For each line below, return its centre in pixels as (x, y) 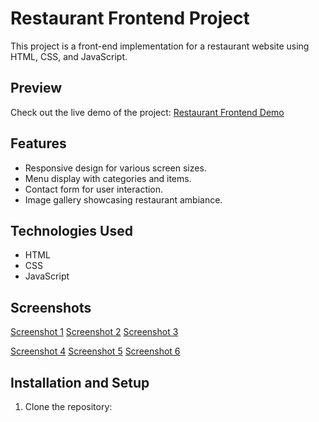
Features (38, 143)
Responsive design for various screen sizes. (115, 168)
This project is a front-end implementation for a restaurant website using (160, 46)
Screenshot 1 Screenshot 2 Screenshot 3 (94, 332)
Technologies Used (71, 230)
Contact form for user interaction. (94, 189)
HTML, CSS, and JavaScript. (69, 56)
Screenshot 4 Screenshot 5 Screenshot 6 (95, 351)
